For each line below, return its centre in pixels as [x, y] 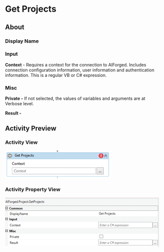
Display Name [22, 41]
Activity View [22, 142]
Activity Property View [33, 189]
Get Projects [31, 9]
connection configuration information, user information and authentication [80, 70]
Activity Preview [31, 128]
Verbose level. [20, 104]
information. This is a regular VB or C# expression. [56, 75]
